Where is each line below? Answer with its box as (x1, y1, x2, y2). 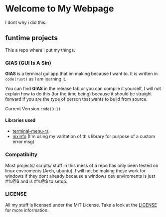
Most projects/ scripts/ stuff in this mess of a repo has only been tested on (5, 162, 159, 168)
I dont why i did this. (5, 19, 47, 25)
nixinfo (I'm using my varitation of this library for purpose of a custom (12, 134, 156, 140)
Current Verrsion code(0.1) (5, 106, 61, 112)
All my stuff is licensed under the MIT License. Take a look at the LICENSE (5, 202, 157, 208)
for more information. (5, 207, 49, 213)
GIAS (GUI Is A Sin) (5, 59, 51, 66)
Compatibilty (5, 151, 38, 158)
